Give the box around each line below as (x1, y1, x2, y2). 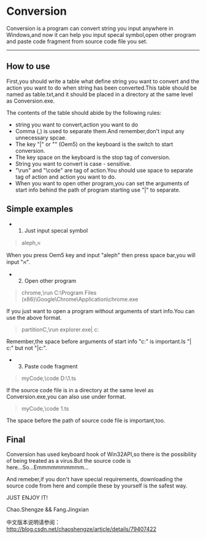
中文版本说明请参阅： (6, 519, 60, 526)
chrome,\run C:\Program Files (21, 289, 97, 296)
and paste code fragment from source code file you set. (6, 37, 148, 45)
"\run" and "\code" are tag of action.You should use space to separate (15, 166, 193, 174)
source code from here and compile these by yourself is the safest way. (6, 482, 188, 489)
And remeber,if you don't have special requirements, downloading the (6, 476, 183, 483)
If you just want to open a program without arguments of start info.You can (6, 307, 195, 314)
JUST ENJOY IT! (6, 494, 48, 502)
